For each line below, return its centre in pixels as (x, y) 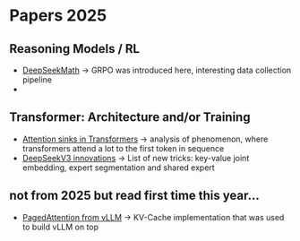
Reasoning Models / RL (75, 49)
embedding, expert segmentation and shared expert (118, 168)
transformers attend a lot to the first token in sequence (123, 148)
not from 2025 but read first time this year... (134, 196)
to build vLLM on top (60, 227)
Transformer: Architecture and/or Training (130, 117)
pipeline (37, 80)
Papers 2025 (58, 16)
